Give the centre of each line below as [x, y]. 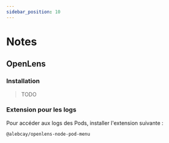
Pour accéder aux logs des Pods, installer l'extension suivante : [85, 123]
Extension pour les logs [41, 110]
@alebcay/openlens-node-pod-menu [48, 134]
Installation [23, 81]
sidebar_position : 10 [33, 12]
